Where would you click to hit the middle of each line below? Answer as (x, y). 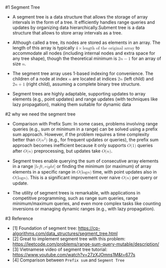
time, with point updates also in (125, 172)
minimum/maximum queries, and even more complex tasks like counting (86, 203)
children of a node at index (40, 79)
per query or (145, 177)
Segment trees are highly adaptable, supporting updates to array (79, 94)
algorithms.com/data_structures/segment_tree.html (65, 233)
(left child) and (139, 79)
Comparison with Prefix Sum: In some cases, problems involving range (85, 124)
